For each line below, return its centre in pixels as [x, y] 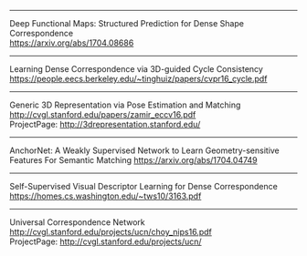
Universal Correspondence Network [77, 222]
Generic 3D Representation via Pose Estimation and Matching [125, 105]
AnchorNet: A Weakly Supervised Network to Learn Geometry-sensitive [145, 150]
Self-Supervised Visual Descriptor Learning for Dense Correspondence [144, 186]
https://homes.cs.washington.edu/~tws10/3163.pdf [106, 196]
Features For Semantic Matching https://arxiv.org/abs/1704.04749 [133, 160]
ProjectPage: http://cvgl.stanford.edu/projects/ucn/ [106, 241]
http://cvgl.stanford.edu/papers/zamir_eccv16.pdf [103, 114]
